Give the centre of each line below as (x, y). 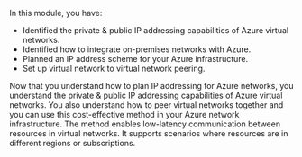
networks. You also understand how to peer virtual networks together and (146, 105)
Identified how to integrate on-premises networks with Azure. (137, 49)
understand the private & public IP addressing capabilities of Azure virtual (146, 95)
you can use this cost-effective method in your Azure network (124, 114)
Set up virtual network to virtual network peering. (114, 68)
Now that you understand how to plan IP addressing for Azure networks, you (151, 86)
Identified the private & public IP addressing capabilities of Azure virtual (156, 30)
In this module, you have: (56, 13)
